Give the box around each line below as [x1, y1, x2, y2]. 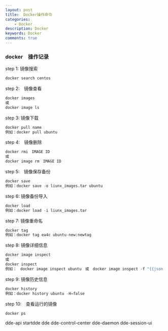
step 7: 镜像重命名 [5, 218, 43, 224]
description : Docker [5, 26, 49, 31]
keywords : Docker [5, 31, 42, 36]
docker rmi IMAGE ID [5, 150, 50, 155]
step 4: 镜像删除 [5, 139, 42, 146]
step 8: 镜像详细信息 [5, 242, 48, 248]
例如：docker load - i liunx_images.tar [5, 208, 87, 213]
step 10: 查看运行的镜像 [5, 301, 57, 307]
